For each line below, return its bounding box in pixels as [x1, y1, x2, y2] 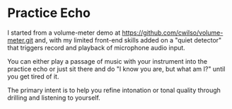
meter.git [7, 35, 34, 44]
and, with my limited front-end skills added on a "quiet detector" [34, 35, 222, 44]
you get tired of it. [7, 72, 59, 81]
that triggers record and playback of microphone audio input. [7, 43, 185, 52]
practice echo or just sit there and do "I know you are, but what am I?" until [7, 64, 226, 73]
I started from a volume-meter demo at [7, 28, 121, 37]
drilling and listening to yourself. [7, 93, 100, 102]
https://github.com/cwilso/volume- [122, 28, 224, 37]
